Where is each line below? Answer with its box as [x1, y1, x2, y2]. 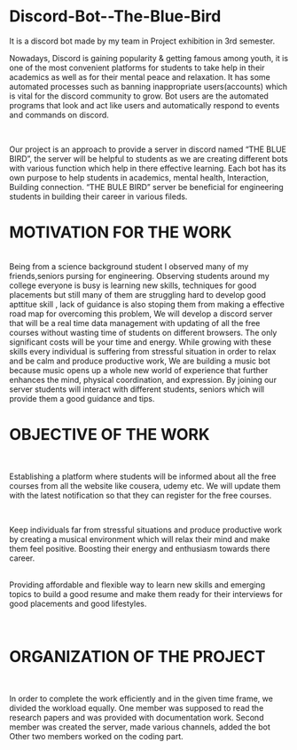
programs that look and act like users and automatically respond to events [9, 100, 280, 110]
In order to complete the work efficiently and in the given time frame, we [9, 693, 273, 704]
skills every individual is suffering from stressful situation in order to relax [9, 346, 277, 356]
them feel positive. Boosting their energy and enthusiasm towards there [9, 543, 270, 554]
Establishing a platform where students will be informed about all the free [9, 471, 277, 482]
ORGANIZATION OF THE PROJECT [9, 647, 266, 666]
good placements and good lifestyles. [9, 598, 147, 609]
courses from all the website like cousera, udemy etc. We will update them [9, 480, 281, 491]
